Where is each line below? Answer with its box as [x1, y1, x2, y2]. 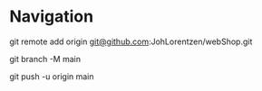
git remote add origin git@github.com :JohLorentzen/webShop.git [9, 36, 253, 47]
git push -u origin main [9, 70, 94, 82]
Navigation [9, 6, 93, 27]
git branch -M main [9, 53, 82, 64]
